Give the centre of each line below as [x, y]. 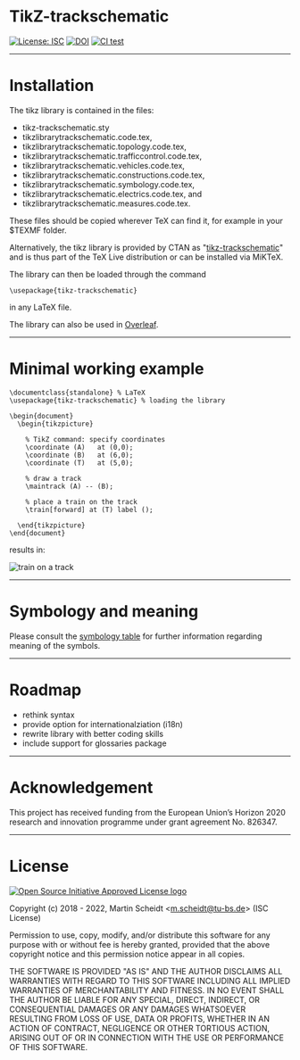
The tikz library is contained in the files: [82, 110]
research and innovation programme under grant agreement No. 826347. [143, 822]
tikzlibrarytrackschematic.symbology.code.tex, [108, 184]
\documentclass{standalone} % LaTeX [77, 393]
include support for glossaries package [94, 743]
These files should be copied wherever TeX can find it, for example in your [146, 220]
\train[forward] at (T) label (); [89, 509]
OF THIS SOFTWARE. [49, 1047]
